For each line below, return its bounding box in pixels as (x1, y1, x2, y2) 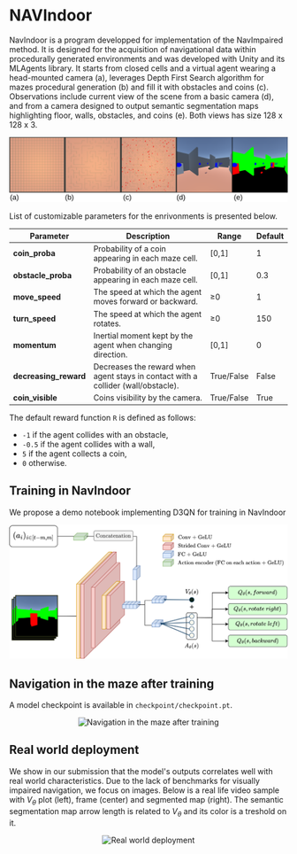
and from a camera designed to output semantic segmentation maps (9, 100, 259, 111)
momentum (12, 339, 57, 350)
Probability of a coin (93, 243, 166, 253)
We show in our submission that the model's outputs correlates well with (9, 765, 273, 776)
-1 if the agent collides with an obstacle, (21, 429, 169, 439)
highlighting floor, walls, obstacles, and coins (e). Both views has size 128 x (9, 110, 283, 120)
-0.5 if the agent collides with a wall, (21, 439, 156, 449)
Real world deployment (9, 742, 140, 757)
